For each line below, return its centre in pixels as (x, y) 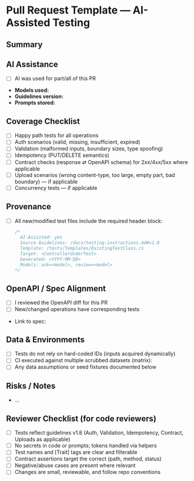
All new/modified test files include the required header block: (88, 221)
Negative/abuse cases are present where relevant (75, 466)
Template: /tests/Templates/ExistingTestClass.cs (82, 248)
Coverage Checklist (43, 121)
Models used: (31, 90)
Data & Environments (46, 340)
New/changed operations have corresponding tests (77, 309)
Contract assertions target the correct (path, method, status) (88, 459)
